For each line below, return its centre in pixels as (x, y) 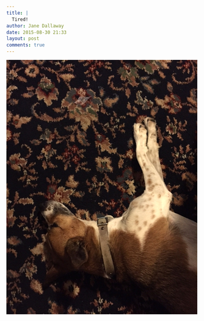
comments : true (26, 45)
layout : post (23, 39)
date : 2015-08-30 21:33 (37, 32)
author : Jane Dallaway (35, 26)
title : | (17, 13)
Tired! (20, 19)
